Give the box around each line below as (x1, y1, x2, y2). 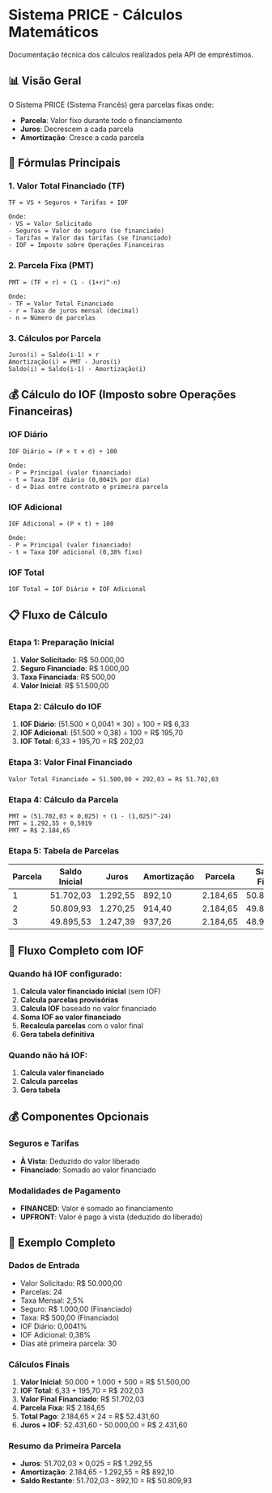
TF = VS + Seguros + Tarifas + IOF (8, 198, 129, 207)
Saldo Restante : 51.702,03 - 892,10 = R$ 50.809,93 (19, 1476, 193, 1486)
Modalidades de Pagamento (8, 1185, 121, 1196)
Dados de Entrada (8, 1260, 80, 1271)
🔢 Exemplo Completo (8, 1236, 116, 1249)
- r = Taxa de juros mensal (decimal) (8, 306, 139, 315)
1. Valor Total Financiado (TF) (8, 181, 125, 192)
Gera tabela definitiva (19, 1029, 95, 1039)
